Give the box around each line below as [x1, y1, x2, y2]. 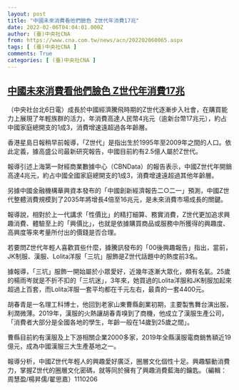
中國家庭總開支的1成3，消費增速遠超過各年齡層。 [7, 122, 152, 132]
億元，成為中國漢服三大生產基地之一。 [7, 342, 120, 350]
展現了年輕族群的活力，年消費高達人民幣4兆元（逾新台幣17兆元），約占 [19, 114, 227, 122]
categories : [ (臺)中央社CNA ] [7, 57, 96, 64]
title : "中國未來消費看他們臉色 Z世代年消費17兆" [7, 17, 140, 24]
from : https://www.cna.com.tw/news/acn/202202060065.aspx [7, 37, 183, 44]
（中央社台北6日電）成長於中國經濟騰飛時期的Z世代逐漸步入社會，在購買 [7, 105, 222, 114]
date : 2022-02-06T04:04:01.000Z [7, 23, 103, 31]
